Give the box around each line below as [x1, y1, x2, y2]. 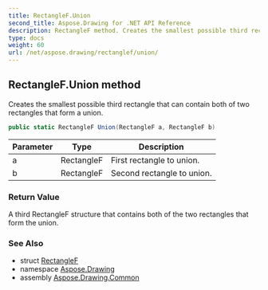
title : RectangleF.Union [8, 11, 91, 20]
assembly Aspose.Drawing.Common [19, 272, 140, 283]
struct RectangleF [19, 256, 78, 265]
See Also [8, 237, 44, 249]
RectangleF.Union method [8, 78, 141, 92]
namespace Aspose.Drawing [19, 265, 115, 274]
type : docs [8, 33, 45, 42]
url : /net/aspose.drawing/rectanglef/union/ [8, 49, 159, 57]
